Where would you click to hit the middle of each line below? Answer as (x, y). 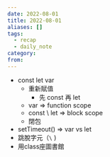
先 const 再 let (59, 97)
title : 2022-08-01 (34, 21)
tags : (15, 34)
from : (15, 60)
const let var (36, 80)
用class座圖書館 (41, 146)
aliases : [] (25, 27)
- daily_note (33, 47)
